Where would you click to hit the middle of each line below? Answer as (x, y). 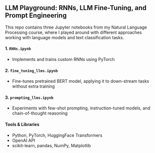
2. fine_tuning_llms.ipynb (31, 70)
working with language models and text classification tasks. (65, 37)
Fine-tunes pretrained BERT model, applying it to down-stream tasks (80, 81)
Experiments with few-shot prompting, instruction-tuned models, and (81, 108)
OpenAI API (23, 140)
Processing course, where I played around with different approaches (73, 32)
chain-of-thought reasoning (40, 113)
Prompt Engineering (36, 16)
